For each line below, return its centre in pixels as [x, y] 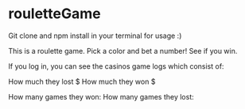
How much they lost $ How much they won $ [82, 81]
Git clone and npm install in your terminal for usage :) [95, 36]
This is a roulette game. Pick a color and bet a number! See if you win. [123, 51]
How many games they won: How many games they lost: [101, 96]
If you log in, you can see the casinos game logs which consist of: [116, 66]
